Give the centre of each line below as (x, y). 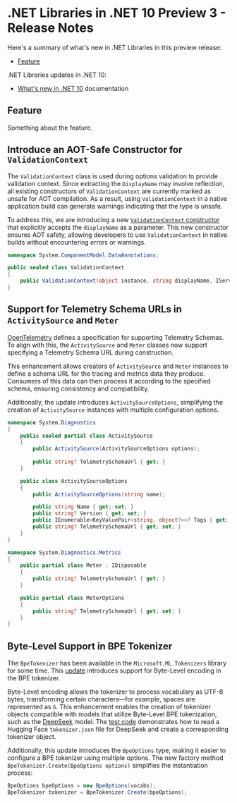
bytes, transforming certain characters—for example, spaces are (101, 699)
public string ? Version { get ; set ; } (90, 514)
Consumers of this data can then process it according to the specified (109, 381)
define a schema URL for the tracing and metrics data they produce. (107, 373)
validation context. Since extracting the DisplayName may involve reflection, (116, 183)
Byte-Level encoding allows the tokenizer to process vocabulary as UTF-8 (115, 692)
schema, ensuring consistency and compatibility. (78, 388)
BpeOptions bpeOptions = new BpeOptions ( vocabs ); (82, 786)
